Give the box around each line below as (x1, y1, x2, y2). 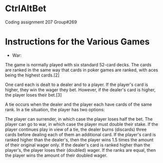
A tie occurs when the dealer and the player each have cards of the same (5, 101, 152, 107)
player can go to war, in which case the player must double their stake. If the (5, 121, 158, 127)
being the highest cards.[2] (5, 72, 60, 78)
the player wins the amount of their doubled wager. (5, 152, 108, 158)
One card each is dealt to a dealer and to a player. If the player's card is (5, 81, 148, 87)
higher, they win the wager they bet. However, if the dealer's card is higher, (5, 86, 156, 93)
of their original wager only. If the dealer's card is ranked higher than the (5, 142, 150, 148)
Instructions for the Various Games (5, 36, 150, 47)
